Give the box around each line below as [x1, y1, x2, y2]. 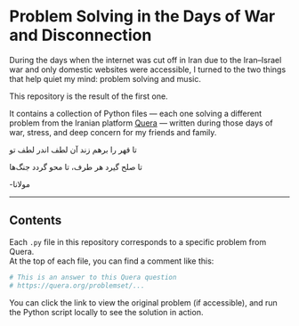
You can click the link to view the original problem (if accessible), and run [9, 297, 278, 308]
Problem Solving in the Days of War [9, 6, 276, 27]
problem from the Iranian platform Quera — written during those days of [9, 118, 273, 128]
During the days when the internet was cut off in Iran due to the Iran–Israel [9, 54, 282, 65]
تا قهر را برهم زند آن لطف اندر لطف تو [9, 144, 138, 155]
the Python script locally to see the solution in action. [9, 306, 204, 317]
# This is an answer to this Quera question [9, 273, 177, 281]
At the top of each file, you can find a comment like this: [9, 256, 214, 266]
